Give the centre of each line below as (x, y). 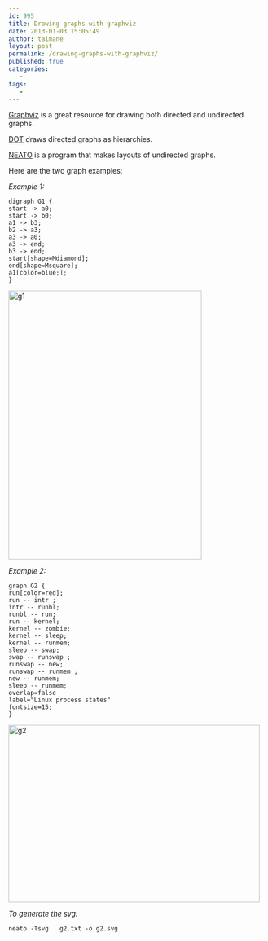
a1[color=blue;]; (38, 273)
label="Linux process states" (60, 700)
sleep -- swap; (34, 650)
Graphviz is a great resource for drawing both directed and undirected (126, 115)
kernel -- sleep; (38, 636)
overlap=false (33, 693)
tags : (18, 84)
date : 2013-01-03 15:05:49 (54, 31)
